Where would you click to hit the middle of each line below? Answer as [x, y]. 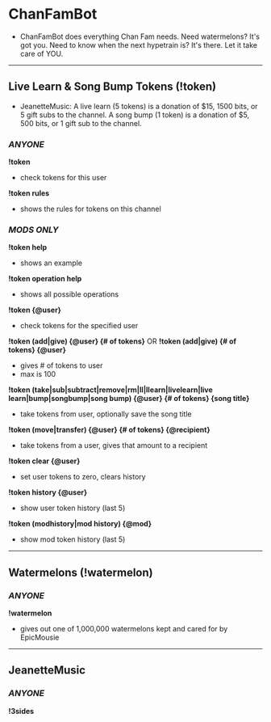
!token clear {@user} [44, 461]
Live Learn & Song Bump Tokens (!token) [113, 87]
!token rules [29, 193]
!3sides [21, 711]
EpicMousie [40, 638]
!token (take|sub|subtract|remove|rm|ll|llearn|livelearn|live [111, 390]
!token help [28, 247]
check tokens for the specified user [79, 326]
